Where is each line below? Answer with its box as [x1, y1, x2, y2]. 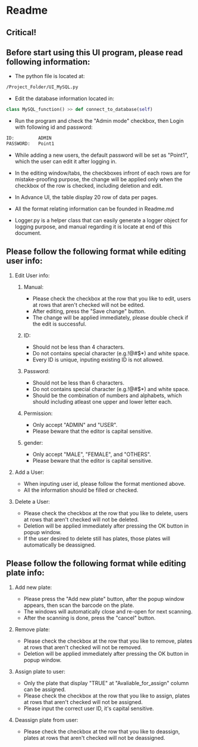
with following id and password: [14, 123, 93, 131]
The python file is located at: [14, 73, 85, 80]
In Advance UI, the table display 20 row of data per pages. [14, 193, 158, 200]
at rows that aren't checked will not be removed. [23, 643, 143, 650]
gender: [23, 439, 43, 446]
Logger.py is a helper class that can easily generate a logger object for [14, 216, 188, 224]
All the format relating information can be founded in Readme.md [14, 205, 174, 212]
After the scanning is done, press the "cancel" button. [23, 614, 156, 621]
